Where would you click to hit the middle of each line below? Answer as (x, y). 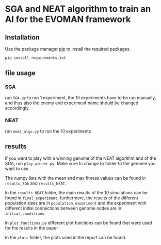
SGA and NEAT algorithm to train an (78, 9)
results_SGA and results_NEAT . (36, 183)
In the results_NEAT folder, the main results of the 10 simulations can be (76, 192)
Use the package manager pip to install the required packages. (68, 49)
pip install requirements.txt (36, 58)
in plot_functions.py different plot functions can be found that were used (79, 223)
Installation (22, 37)
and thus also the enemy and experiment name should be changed (72, 103)
